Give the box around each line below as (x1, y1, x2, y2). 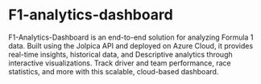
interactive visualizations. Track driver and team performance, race (8, 58, 231, 68)
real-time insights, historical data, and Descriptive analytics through (8, 49, 233, 59)
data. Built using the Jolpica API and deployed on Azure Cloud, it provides (8, 40, 254, 50)
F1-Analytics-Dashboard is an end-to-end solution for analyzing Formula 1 (8, 32, 254, 42)
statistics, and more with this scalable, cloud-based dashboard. (8, 66, 219, 76)
